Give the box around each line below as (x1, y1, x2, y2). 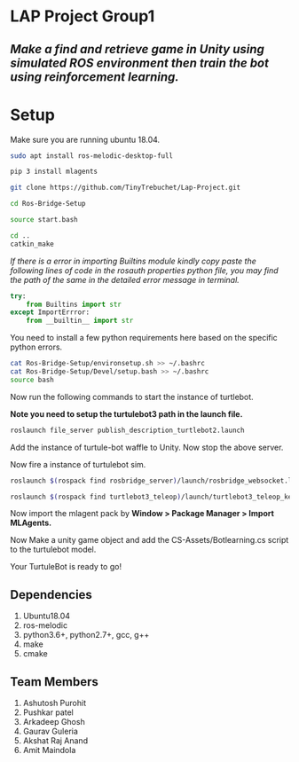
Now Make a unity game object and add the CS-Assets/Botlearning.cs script (10, 535, 289, 546)
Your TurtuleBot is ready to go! (10, 562, 122, 572)
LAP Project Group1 (10, 6, 155, 27)
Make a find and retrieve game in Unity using (10, 42, 265, 57)
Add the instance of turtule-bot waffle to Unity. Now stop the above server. (10, 442, 284, 452)
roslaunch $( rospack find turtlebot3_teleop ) (10, 492, 181, 501)
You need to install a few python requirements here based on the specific (10, 333, 278, 343)
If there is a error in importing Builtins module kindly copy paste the (10, 255, 256, 266)
